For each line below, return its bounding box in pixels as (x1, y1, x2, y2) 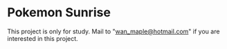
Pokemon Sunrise (7, 5, 111, 20)
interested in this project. (7, 34, 78, 42)
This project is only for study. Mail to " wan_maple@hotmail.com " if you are (7, 27, 220, 35)
